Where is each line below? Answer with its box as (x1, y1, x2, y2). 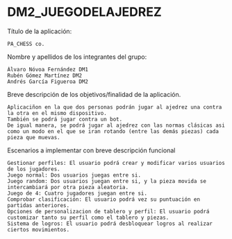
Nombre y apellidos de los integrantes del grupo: (7, 53, 147, 61)
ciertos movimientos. (7, 226, 70, 233)
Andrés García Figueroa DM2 (7, 78, 89, 85)
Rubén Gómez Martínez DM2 (7, 72, 82, 79)
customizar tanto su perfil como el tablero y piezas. (7, 214, 169, 221)
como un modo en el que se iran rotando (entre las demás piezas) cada (7, 127, 219, 135)
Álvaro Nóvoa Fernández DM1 (7, 66, 89, 73)
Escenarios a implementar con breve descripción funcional (7, 146, 176, 154)
